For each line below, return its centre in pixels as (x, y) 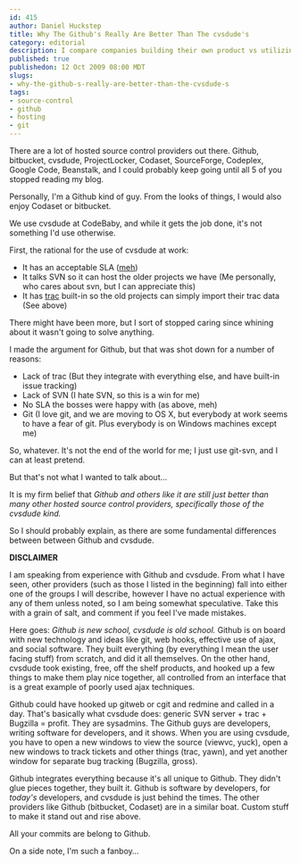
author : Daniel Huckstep (55, 26)
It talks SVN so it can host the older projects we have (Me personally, (149, 277)
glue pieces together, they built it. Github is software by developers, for (140, 788)
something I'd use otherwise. (62, 233)
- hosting (28, 117)
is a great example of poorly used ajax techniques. (102, 687)
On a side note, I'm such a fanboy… (74, 851)
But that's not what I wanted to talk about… (88, 477)
